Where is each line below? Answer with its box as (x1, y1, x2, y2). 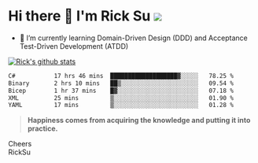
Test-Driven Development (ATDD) (19, 41, 129, 50)
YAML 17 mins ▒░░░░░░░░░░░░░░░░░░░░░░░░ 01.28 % (8, 102, 234, 109)
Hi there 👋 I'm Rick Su (8, 7, 151, 25)
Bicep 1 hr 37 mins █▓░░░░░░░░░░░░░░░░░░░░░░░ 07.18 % (8, 87, 234, 94)
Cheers (8, 139, 32, 149)
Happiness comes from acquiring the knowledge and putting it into (27, 116, 251, 125)
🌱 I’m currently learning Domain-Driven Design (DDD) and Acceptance (19, 33, 248, 43)
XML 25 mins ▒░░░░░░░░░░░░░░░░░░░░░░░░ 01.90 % (8, 94, 234, 102)
